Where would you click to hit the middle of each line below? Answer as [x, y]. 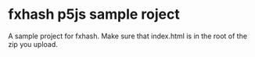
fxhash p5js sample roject [94, 14]
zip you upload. [33, 44]
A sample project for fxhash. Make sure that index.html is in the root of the [128, 36]
